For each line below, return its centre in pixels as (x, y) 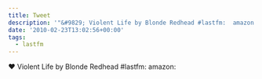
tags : (17, 37)
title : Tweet (29, 15)
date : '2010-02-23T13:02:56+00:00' (66, 30)
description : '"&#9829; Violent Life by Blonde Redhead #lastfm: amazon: (133, 23)
